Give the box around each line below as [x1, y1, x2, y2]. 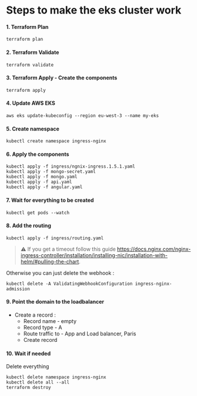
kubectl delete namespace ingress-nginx [6, 374, 107, 380]
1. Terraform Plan [6, 23, 49, 30]
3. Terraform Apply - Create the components [6, 74, 118, 81]
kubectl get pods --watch [6, 209, 69, 215]
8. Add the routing [6, 222, 52, 229]
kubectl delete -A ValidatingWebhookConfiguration [6, 281, 133, 287]
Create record [23, 337, 58, 344]
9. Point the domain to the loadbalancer [6, 298, 105, 305]
